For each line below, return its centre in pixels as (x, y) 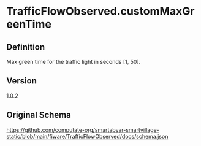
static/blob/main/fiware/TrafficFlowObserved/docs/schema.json (87, 136)
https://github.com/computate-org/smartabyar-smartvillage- (83, 129)
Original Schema (39, 115)
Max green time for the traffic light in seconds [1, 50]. (74, 62)
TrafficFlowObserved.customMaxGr (100, 11)
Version (21, 81)
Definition (25, 47)
